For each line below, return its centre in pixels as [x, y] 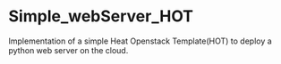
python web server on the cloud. [68, 50]
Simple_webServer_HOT [101, 16]
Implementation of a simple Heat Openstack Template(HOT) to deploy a [140, 41]
